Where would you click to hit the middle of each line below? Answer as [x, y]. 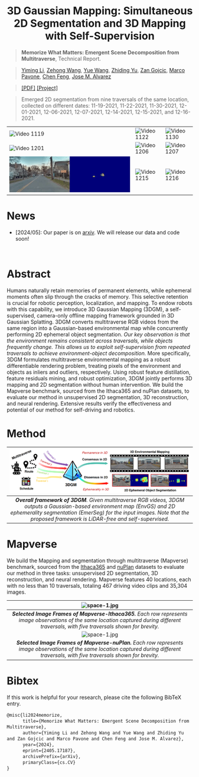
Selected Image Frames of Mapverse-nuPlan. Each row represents [100, 643]
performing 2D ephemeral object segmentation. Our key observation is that [98, 334]
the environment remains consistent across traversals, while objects [90, 341]
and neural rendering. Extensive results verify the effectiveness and [89, 403]
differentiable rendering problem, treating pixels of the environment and [94, 365]
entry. [14, 703]
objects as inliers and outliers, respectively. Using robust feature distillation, [99, 372]
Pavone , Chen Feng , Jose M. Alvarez [66, 76]
